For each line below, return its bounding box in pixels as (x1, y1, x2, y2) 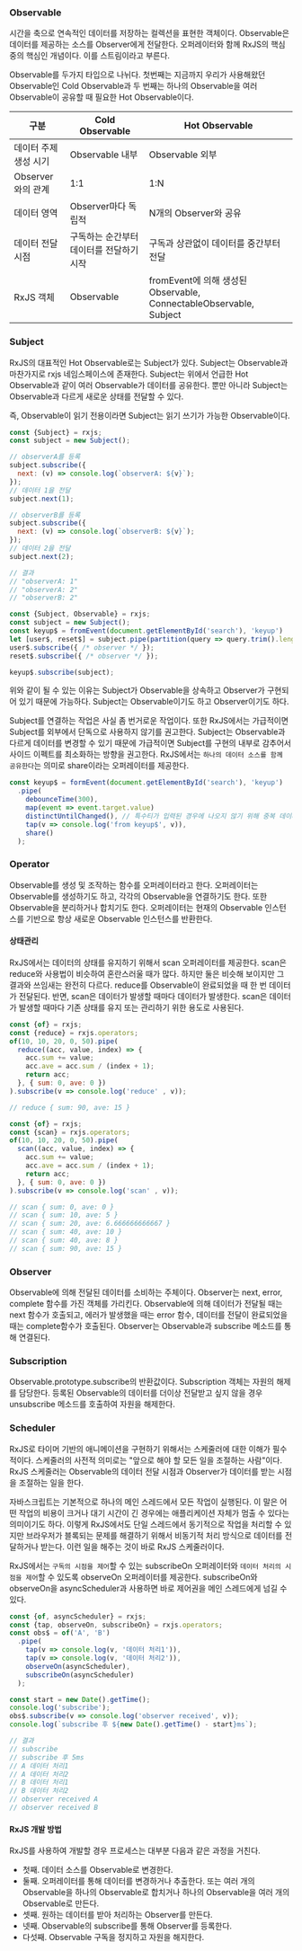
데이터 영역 (13, 207, 58, 219)
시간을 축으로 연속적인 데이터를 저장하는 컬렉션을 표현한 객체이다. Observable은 (9, 28, 290, 39)
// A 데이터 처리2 (9, 1769, 69, 1778)
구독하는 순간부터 (69, 231, 139, 244)
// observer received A (9, 1795, 99, 1804)
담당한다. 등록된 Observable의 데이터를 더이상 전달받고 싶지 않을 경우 (18, 1388, 263, 1398)
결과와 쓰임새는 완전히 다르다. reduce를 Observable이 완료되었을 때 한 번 (9, 980, 268, 990)
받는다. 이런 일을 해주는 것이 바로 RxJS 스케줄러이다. (40, 1541, 225, 1552)
